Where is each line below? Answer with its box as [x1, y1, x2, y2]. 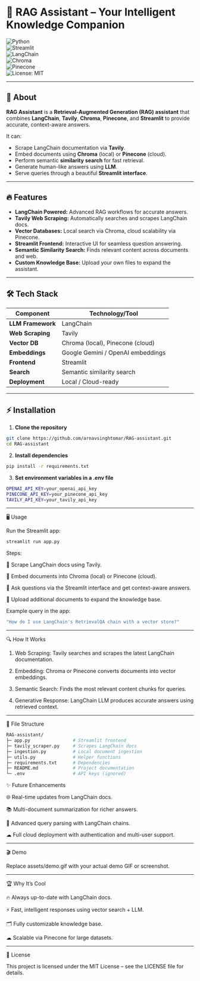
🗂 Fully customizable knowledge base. [6, 920, 103, 927]
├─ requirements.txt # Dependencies [6, 760, 111, 766]
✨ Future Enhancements [6, 782, 66, 789]
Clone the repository [14, 424, 67, 431]
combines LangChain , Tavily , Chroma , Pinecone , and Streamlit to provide [6, 115, 190, 122]
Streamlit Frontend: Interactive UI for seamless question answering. [14, 240, 183, 247]
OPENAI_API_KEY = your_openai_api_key [6, 486, 97, 492]
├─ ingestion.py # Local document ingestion [6, 748, 143, 754]
